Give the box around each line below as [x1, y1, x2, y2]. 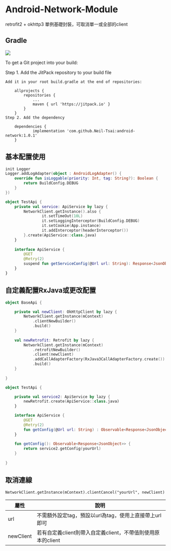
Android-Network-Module [5, 4, 118, 15]
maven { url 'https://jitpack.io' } [32, 101, 110, 107]
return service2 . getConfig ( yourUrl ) [23, 446, 101, 451]
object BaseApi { [5, 300, 42, 305]
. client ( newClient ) [32, 352, 74, 357]
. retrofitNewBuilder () [32, 347, 81, 352]
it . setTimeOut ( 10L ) [41, 214, 83, 219]
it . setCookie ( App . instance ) [41, 223, 101, 228]
